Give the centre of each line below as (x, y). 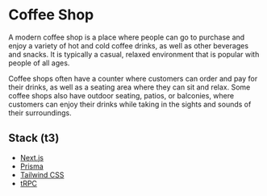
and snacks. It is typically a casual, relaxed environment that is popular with (134, 54)
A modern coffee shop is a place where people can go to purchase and (127, 37)
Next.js (32, 157)
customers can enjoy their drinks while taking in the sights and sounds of (130, 104)
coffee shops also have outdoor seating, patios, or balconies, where (121, 95)
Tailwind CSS (42, 174)
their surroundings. (40, 113)
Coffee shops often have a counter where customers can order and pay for (133, 78)
